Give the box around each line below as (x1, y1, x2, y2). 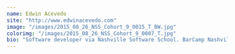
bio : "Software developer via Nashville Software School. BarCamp (6, 36, 205, 43)
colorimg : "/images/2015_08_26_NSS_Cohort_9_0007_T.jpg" (6, 29, 177, 37)
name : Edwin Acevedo (6, 10, 67, 18)
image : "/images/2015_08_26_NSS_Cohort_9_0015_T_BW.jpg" (6, 23, 177, 30)
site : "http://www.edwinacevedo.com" (6, 17, 117, 24)
